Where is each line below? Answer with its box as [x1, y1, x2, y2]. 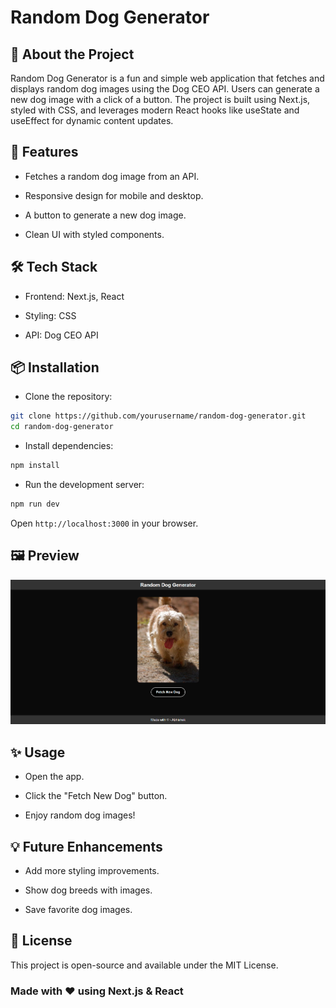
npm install [10, 461, 60, 471]
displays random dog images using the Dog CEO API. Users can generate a [10, 83, 320, 95]
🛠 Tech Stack [10, 259, 98, 276]
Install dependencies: [24, 440, 114, 452]
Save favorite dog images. [24, 903, 133, 915]
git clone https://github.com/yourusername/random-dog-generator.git [10, 411, 307, 421]
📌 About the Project [10, 46, 135, 63]
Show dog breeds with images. [24, 884, 153, 896]
